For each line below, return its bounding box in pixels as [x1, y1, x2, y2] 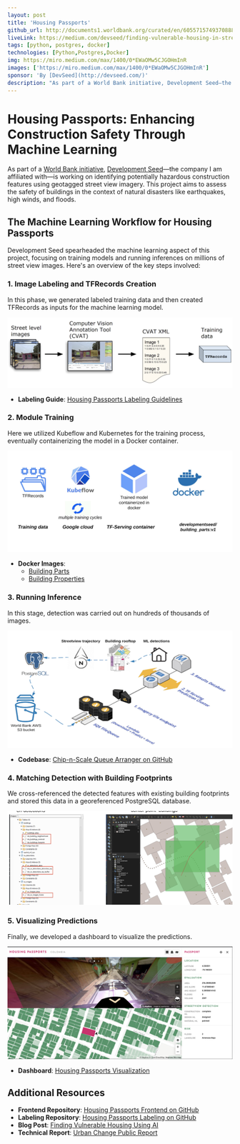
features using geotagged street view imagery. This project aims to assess [7, 180, 227, 189]
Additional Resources [7, 1086, 105, 1099]
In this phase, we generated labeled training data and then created [7, 295, 204, 303]
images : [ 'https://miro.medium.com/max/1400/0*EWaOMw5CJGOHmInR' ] [7, 64, 209, 71]
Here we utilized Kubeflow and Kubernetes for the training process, [7, 428, 206, 437]
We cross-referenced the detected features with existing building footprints [7, 789, 230, 798]
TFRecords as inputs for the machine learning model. [7, 303, 164, 311]
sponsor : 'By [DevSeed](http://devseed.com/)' [7, 71, 149, 79]
